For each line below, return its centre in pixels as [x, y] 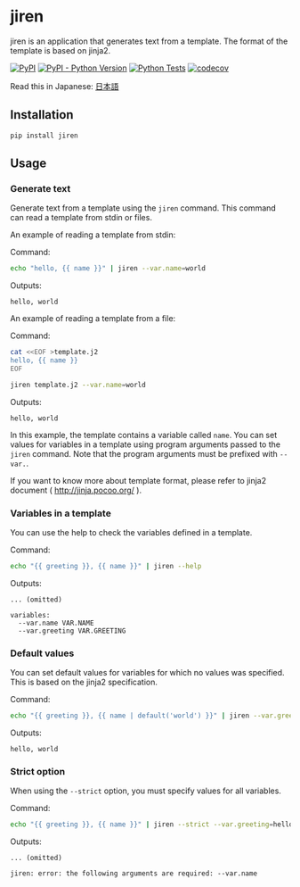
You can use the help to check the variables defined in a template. [131, 532]
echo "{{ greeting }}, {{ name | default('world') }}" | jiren [130, 716]
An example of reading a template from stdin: [93, 235]
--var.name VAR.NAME [56, 623]
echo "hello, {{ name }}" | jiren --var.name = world [108, 269]
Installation [42, 115]
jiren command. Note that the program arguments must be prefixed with [144, 453]
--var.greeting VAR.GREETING [72, 631]
